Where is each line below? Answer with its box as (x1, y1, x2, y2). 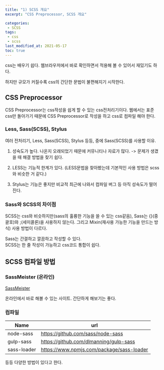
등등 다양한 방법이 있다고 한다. (5, 360, 63, 366)
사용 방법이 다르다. (11, 225, 48, 231)
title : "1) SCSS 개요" (5, 7, 50, 12)
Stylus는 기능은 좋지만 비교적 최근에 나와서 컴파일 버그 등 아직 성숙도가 (12, 181, 148, 187)
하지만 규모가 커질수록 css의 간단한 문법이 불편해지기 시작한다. (5, 79, 125, 85)
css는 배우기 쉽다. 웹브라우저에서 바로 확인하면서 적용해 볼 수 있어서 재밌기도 (5, 62, 152, 68)
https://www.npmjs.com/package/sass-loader (41, 346, 148, 353)
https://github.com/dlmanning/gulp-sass (41, 338, 136, 345)
